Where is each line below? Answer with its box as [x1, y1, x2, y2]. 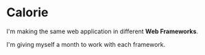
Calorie [6, 5, 49, 20]
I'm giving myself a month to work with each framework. [6, 40, 166, 48]
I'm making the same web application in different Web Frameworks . [6, 27, 199, 35]
